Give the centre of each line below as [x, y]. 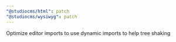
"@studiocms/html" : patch [38, 11]
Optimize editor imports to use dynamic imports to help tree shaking [88, 33]
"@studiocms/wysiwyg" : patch [42, 17]
